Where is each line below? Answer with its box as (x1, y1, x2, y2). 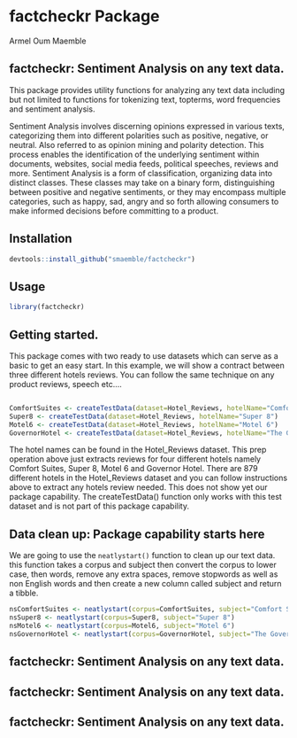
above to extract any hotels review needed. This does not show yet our (9, 482, 268, 493)
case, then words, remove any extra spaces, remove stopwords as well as (9, 569, 278, 579)
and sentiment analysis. (9, 104, 95, 114)
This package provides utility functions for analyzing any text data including (9, 84, 286, 95)
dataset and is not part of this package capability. (9, 501, 190, 511)
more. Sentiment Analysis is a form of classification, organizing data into (9, 167, 272, 178)
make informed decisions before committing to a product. (9, 206, 219, 216)
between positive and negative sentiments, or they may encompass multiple (9, 186, 286, 197)
